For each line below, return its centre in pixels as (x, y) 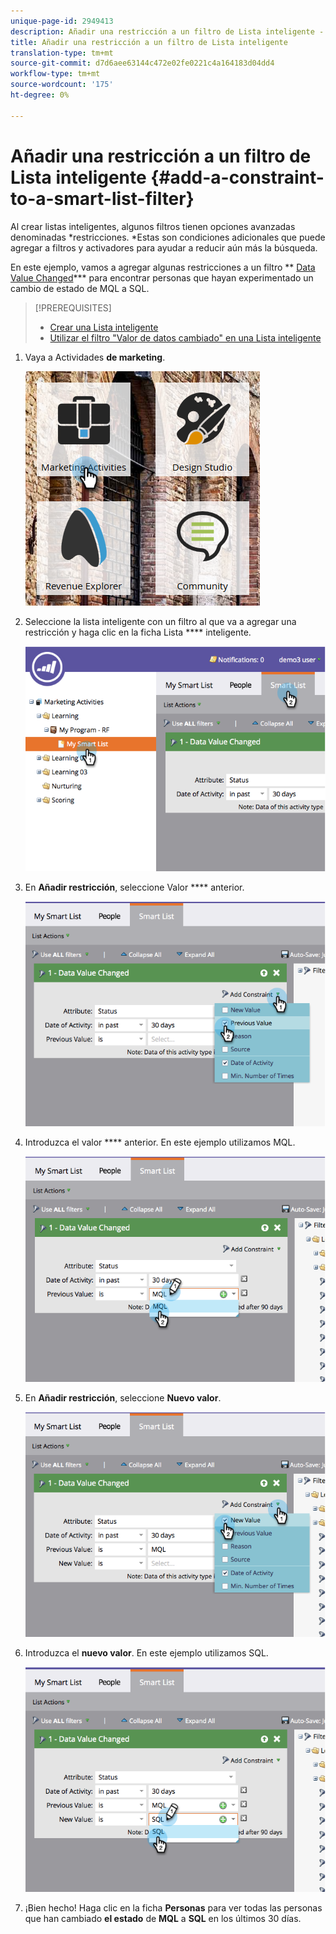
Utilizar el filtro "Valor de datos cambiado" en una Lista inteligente (185, 337)
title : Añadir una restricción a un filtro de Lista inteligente (149, 42)
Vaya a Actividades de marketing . (95, 357)
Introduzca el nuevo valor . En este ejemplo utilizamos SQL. (146, 1652)
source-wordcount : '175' (62, 85)
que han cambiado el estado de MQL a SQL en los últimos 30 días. (163, 1919)
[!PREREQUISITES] (73, 307)
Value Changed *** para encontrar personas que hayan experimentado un (162, 277)
